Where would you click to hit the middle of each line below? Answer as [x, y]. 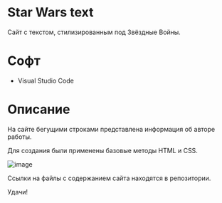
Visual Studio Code [46, 80]
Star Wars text [51, 12]
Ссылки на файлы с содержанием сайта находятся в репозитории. [109, 178]
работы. [20, 137]
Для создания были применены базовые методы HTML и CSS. [102, 150]
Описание [39, 109]
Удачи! [18, 192]
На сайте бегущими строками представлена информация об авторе [111, 129]
